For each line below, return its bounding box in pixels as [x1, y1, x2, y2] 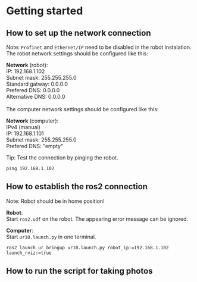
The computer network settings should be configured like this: [6, 106, 159, 112]
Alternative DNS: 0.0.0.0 [6, 93, 65, 100]
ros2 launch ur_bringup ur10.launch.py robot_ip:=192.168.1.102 [6, 245, 169, 250]
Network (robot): [6, 61, 48, 68]
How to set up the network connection [6, 28, 151, 38]
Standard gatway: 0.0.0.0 [6, 80, 68, 87]
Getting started [6, 4, 83, 18]
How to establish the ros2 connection [6, 181, 148, 192]
